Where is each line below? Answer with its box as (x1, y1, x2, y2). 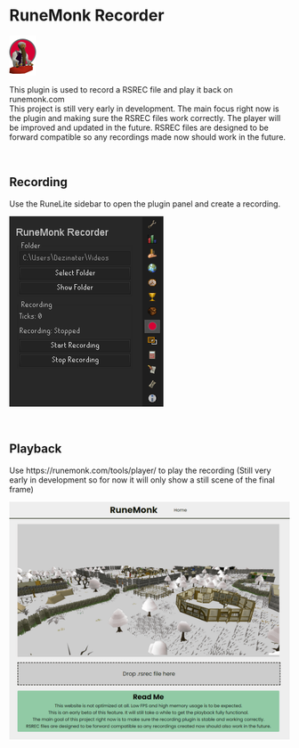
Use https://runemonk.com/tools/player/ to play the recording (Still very (9, 465, 271, 476)
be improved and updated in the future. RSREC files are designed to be (9, 122, 269, 133)
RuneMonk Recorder (9, 5, 165, 26)
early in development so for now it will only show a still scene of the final (9, 474, 276, 485)
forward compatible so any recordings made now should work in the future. (9, 131, 287, 142)
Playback (9, 442, 62, 457)
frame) (9, 484, 34, 494)
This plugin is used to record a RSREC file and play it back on (9, 84, 233, 94)
